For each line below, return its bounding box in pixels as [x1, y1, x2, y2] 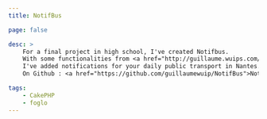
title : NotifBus [8, 11, 62, 20]
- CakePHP [22, 91, 56, 99]
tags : [8, 84, 26, 92]
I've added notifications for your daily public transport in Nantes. [22, 63, 261, 71]
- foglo [22, 98, 48, 107]
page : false [8, 25, 48, 34]
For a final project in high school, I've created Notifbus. [22, 48, 229, 56]
